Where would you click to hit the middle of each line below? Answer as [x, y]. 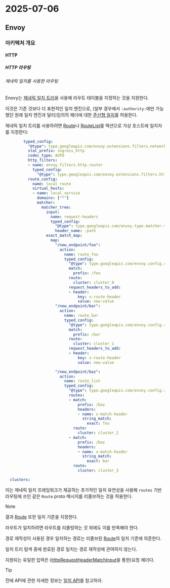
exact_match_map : [64, 236]
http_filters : [42, 160]
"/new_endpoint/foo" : [78, 245]
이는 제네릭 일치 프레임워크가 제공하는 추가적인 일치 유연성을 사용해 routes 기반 [83, 490]
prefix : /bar [87, 334]
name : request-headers [74, 217]
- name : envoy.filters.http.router [65, 165]
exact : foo [98, 424]
